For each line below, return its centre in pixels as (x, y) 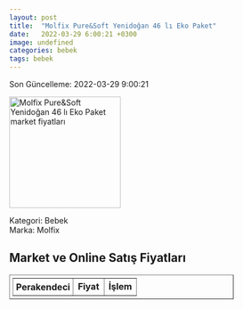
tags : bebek (31, 59)
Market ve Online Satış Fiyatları (98, 258)
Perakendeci (44, 287)
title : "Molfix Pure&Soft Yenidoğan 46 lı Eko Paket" (113, 26)
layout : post (33, 17)
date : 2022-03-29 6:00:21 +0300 (73, 34)
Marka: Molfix (35, 230)
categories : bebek (43, 51)
